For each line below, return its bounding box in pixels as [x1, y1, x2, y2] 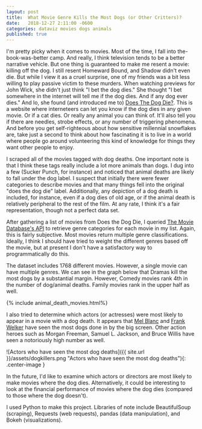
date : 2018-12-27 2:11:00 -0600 [6, 20, 93, 26]
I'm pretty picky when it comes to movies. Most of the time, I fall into [6, 48, 177, 55]
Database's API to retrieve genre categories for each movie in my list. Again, [6, 225, 196, 232]
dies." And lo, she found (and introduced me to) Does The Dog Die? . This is [6, 99, 193, 106]
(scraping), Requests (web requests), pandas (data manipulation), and [6, 410, 180, 418]
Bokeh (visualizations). [6, 416, 63, 424]
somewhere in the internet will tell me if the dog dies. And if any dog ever [6, 93, 188, 100]
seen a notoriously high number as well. [6, 337, 106, 344]
